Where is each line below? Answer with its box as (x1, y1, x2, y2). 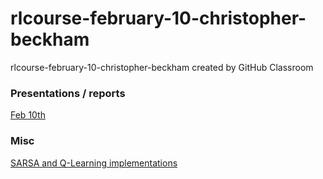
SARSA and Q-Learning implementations (10, 157, 178, 169)
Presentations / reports (10, 86, 126, 100)
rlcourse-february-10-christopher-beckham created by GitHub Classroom (10, 61, 314, 73)
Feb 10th (10, 109, 46, 121)
